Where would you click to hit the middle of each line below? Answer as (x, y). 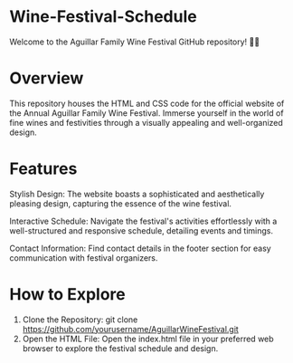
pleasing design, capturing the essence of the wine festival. (121, 203)
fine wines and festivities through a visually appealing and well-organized (146, 122)
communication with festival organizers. (84, 258)
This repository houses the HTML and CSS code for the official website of (147, 103)
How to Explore (67, 294)
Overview (47, 78)
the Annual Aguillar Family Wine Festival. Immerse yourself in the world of (146, 113)
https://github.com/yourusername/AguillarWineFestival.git (131, 329)
